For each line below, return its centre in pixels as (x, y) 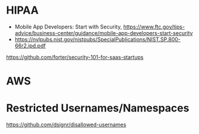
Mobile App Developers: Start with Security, (68, 27)
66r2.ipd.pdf (30, 46)
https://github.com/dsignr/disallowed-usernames (66, 125)
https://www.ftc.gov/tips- (154, 27)
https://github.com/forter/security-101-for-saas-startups (75, 57)
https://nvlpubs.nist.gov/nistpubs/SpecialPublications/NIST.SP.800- (98, 39)
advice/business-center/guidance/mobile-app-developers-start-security (104, 33)
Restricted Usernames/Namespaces (98, 108)
